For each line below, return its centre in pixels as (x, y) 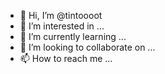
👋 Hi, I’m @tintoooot (61, 15)
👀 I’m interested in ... (62, 26)
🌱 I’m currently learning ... (73, 36)
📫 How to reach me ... (66, 58)
